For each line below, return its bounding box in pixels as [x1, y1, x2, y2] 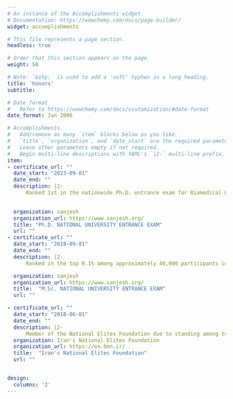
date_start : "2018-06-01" [13, 311, 89, 318]
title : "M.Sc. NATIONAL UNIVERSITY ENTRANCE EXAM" [13, 286, 166, 293]
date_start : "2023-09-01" [13, 170, 89, 177]
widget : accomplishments [7, 23, 79, 30]
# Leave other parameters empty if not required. [7, 144, 159, 151]
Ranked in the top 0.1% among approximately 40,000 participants [25, 260, 218, 267]
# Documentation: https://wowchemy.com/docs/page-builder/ [7, 17, 182, 24]
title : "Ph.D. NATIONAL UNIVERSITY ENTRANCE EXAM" [13, 221, 163, 228]
